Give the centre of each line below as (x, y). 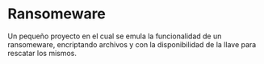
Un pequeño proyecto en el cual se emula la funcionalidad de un (115, 36)
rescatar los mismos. (42, 53)
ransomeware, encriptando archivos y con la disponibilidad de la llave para (132, 44)
